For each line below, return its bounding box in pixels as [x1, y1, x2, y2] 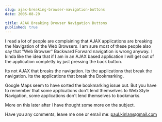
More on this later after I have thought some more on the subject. [5, 102, 135, 108]
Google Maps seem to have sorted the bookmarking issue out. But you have [5, 82, 157, 88]
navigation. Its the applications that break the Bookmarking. [5, 73, 124, 79]
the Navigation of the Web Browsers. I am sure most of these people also [5, 43, 151, 49]
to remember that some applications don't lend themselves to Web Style [5, 88, 149, 94]
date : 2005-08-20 [5, 12, 40, 16]
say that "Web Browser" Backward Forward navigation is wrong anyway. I [5, 49, 152, 54]
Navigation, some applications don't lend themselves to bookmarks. [5, 93, 141, 99]
